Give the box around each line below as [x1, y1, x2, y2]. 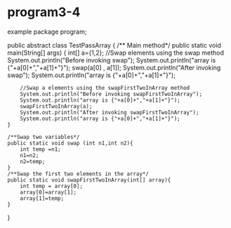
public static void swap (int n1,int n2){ [7, 140, 133, 147]
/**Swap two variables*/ [7, 133, 80, 140]
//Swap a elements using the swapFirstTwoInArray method [20, 84, 190, 91]
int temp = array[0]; [20, 182, 83, 189]
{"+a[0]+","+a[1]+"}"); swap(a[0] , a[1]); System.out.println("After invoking [7, 63, 221, 72]
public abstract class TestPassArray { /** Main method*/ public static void [7, 41, 221, 49]
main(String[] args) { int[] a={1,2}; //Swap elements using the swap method [7, 48, 225, 57]
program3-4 [7, 4, 81, 20]
